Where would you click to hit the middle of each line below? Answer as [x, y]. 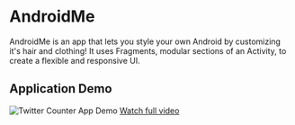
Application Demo [61, 89]
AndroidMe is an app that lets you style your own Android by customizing [145, 41]
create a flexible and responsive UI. [75, 60]
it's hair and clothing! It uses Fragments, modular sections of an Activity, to [148, 50]
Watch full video [150, 111]
